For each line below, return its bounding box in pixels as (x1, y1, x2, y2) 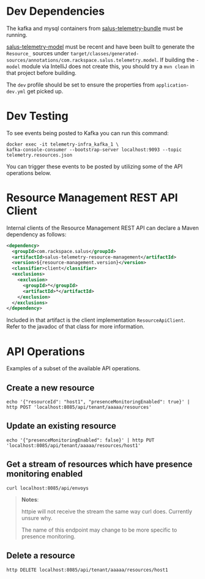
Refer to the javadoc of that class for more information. (6, 323, 145, 330)
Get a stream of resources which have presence (6, 459, 193, 470)
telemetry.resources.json (6, 152, 72, 158)
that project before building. (6, 69, 76, 76)
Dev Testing (6, 109, 69, 123)
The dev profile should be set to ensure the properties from (6, 81, 155, 88)
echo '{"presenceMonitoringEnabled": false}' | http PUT (6, 437, 155, 443)
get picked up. (27, 87, 64, 95)
